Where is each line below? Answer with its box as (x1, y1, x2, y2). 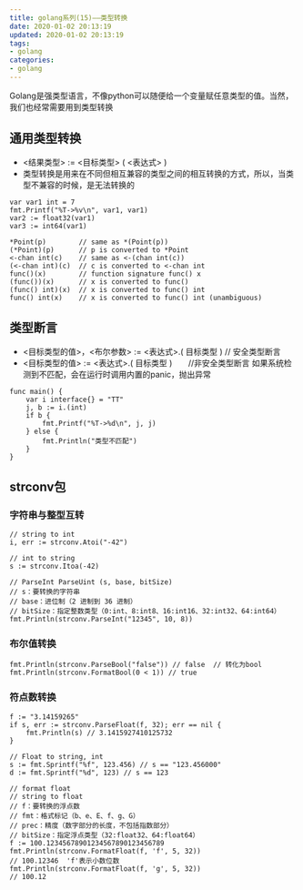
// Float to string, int (9, 752, 104, 761)
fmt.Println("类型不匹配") (42, 436, 138, 446)
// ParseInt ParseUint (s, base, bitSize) (9, 578, 173, 587)
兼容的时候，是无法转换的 (38, 179, 135, 190)
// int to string (9, 554, 76, 563)
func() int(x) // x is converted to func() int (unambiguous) (9, 293, 262, 302)
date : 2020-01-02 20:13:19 (9, 22, 112, 31)
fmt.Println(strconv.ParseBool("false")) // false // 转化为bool (9, 661, 262, 670)
